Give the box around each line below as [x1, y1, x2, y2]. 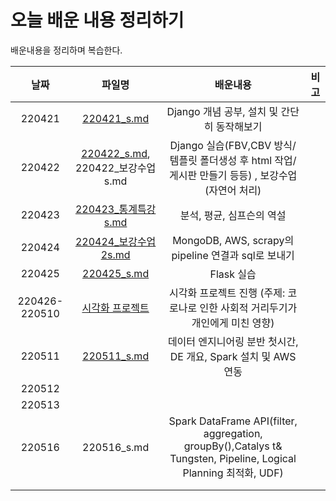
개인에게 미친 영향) [191, 316, 275, 330]
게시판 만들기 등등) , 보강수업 [168, 168, 298, 182]
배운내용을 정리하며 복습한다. [10, 44, 123, 56]
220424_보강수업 [74, 234, 157, 248]
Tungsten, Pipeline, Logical [169, 451, 297, 465]
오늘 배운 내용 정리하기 [10, 9, 185, 32]
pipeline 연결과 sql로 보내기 [171, 248, 295, 262]
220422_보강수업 [74, 161, 157, 175]
